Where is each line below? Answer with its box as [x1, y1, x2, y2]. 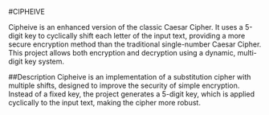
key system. [24, 56, 65, 66]
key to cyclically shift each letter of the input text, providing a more [24, 31, 246, 40]
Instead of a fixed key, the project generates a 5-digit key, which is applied [8, 89, 255, 99]
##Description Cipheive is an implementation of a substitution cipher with [8, 72, 251, 81]
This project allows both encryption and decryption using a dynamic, [8, 48, 236, 57]
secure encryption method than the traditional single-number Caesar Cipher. [8, 39, 262, 49]
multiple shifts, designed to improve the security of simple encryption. [8, 80, 240, 90]
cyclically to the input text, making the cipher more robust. [8, 98, 201, 107]
